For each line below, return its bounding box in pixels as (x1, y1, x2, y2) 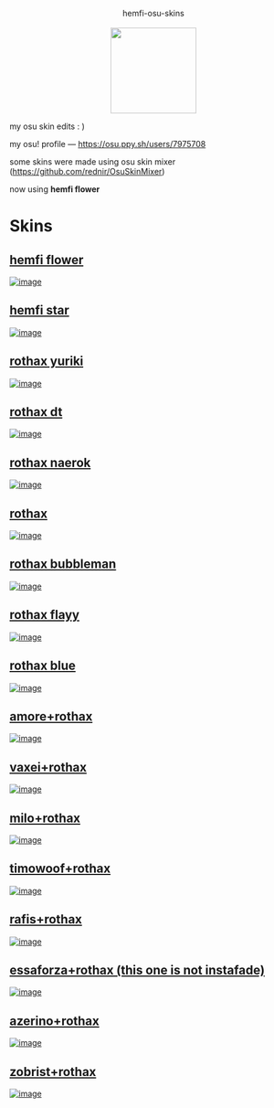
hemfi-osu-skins (122, 8, 184, 18)
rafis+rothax (9, 911, 82, 927)
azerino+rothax (9, 1013, 100, 1028)
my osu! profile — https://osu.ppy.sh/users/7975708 (9, 139, 206, 149)
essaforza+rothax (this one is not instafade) (9, 962, 265, 977)
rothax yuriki (9, 354, 84, 369)
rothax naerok (9, 454, 91, 470)
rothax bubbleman (9, 557, 117, 572)
